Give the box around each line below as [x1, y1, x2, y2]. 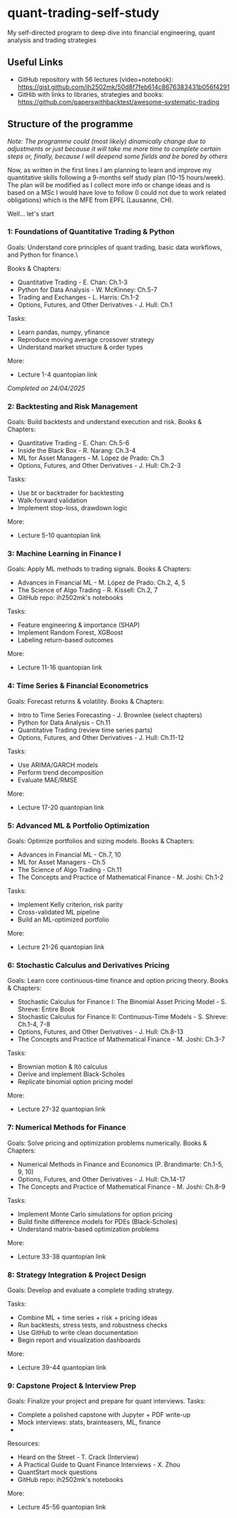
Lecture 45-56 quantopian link [17, 1503, 107, 1512]
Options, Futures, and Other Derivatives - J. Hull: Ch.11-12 [17, 733, 185, 741]
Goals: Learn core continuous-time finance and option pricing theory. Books [7, 977, 229, 985]
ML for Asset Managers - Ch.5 [17, 858, 106, 866]
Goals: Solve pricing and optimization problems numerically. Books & [7, 1138, 207, 1147]
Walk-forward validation [17, 496, 87, 505]
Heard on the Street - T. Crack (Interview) [17, 1453, 139, 1461]
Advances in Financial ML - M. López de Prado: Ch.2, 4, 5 [17, 578, 186, 587]
